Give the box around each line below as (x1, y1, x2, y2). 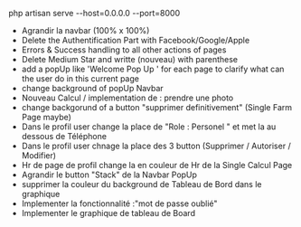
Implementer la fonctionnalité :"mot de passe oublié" (21, 198, 218, 209)
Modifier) (21, 150, 56, 161)
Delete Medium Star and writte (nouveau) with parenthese (21, 54, 239, 64)
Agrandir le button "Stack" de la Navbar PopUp (21, 169, 198, 180)
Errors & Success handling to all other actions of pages (21, 44, 227, 55)
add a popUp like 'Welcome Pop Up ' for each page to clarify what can (21, 63, 285, 74)
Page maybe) (21, 112, 71, 122)
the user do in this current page (21, 73, 139, 84)
